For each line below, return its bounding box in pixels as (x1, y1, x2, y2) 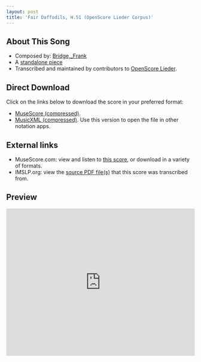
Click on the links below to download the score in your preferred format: (6, 98, 184, 105)
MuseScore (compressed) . (14, 110, 81, 117)
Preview (6, 192, 38, 202)
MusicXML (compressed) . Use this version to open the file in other (14, 116, 179, 123)
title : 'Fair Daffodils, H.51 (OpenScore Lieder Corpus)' (6, 14, 154, 20)
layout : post (6, 8, 39, 15)
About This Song (6, 36, 71, 47)
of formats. (14, 162, 42, 169)
